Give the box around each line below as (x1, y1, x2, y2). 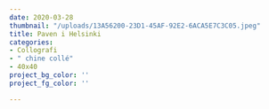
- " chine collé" (9, 54, 74, 63)
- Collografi (9, 46, 58, 55)
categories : (9, 37, 53, 47)
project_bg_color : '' (9, 71, 90, 80)
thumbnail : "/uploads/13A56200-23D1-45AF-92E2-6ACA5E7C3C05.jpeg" (9, 21, 261, 30)
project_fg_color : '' (9, 79, 90, 88)
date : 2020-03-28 (9, 12, 74, 22)
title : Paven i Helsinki (9, 29, 102, 38)
